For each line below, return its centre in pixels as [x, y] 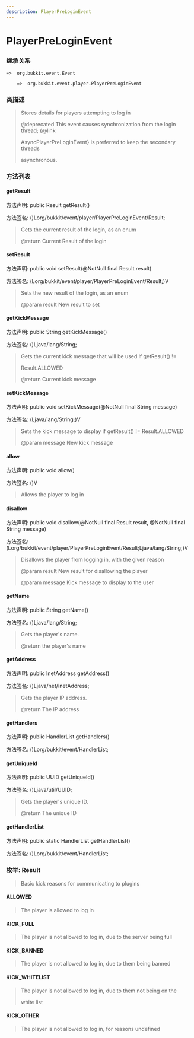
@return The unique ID [49, 813]
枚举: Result [23, 870]
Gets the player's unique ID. [55, 802]
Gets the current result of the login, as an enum [78, 230]
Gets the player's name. [50, 634]
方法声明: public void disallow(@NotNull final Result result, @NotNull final [96, 522]
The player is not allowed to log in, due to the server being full [96, 937]
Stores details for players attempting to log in [76, 113]
